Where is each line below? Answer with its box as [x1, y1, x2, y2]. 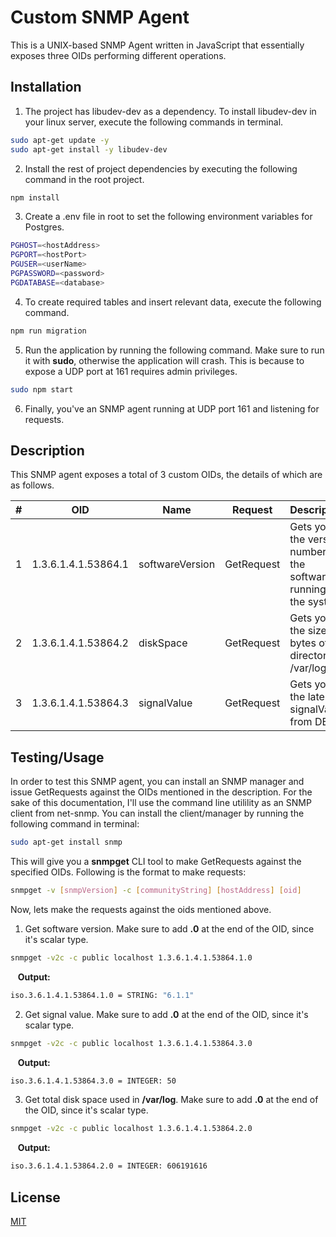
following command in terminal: [10, 818, 140, 830]
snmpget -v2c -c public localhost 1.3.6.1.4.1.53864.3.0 [10, 1038, 253, 1048]
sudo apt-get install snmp [10, 837, 123, 848]
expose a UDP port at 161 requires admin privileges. [24, 365, 238, 377]
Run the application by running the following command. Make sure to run [24, 344, 325, 356]
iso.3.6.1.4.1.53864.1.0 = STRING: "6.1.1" [10, 990, 195, 1000]
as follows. [10, 479, 55, 491]
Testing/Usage [10, 749, 105, 766]
